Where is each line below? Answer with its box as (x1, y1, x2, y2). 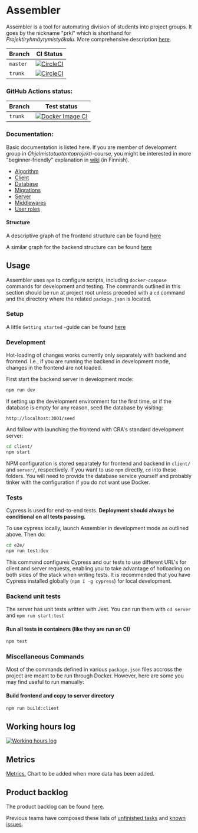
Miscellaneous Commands (6, 653, 84, 661)
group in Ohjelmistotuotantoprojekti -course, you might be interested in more (6, 150, 192, 157)
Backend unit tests (6, 592, 61, 600)
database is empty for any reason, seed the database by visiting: (6, 404, 163, 411)
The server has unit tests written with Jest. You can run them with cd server (6, 606, 191, 613)
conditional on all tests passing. (6, 513, 86, 521)
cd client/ (6, 444, 33, 450)
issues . (6, 821, 24, 828)
